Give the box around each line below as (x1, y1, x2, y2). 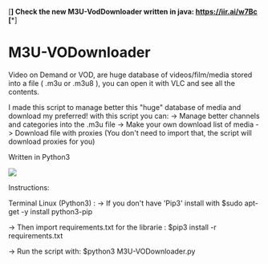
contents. (8, 87, 40, 96)
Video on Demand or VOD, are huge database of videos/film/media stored (8, 70, 253, 79)
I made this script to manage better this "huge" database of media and (8, 102, 242, 112)
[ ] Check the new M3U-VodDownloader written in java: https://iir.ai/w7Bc (8, 7, 258, 16)
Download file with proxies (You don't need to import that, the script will (14, 128, 253, 137)
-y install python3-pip (21, 206, 93, 216)
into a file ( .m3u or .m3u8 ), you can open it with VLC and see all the (8, 78, 235, 87)
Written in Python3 (8, 152, 71, 161)
